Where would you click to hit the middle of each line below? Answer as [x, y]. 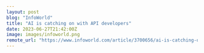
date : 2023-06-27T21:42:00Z [42, 29]
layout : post [23, 12]
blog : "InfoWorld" [29, 18]
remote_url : [21, 40]
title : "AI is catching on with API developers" [69, 23]
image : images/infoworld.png [43, 35]
